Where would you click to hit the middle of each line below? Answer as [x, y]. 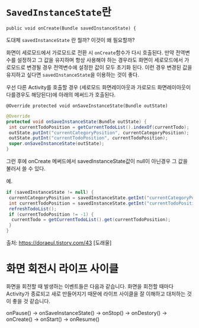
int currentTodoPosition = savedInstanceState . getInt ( [78, 203]
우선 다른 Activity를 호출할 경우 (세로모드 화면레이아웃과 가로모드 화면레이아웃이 [99, 87]
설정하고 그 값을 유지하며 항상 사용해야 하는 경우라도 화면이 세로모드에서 [100, 60]
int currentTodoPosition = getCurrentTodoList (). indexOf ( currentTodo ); [99, 127]
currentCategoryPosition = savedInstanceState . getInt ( [78, 198]
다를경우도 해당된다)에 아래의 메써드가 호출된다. [61, 95]
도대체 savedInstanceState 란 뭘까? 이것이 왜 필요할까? [70, 40]
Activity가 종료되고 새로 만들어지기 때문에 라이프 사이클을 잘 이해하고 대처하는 [96, 294]
